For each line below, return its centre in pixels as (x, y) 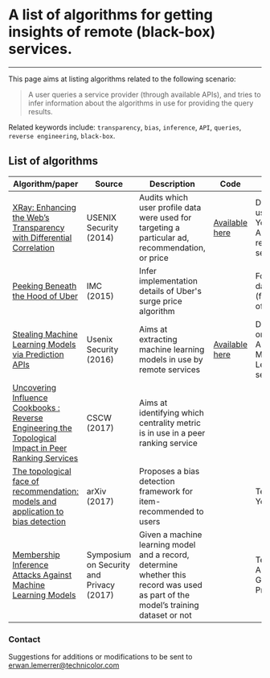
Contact (25, 639)
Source (109, 184)
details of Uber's (171, 291)
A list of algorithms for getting (110, 15)
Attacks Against (42, 575)
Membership (36, 555)
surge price (161, 301)
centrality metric (170, 423)
